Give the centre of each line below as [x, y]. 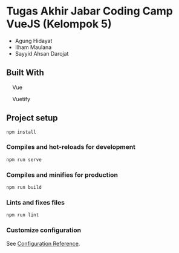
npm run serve [24, 159]
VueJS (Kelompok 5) [59, 24]
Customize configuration [44, 230]
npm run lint [23, 215]
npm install [21, 132]
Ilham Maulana [33, 47]
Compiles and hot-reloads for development [71, 147]
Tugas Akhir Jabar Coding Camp [90, 11]
